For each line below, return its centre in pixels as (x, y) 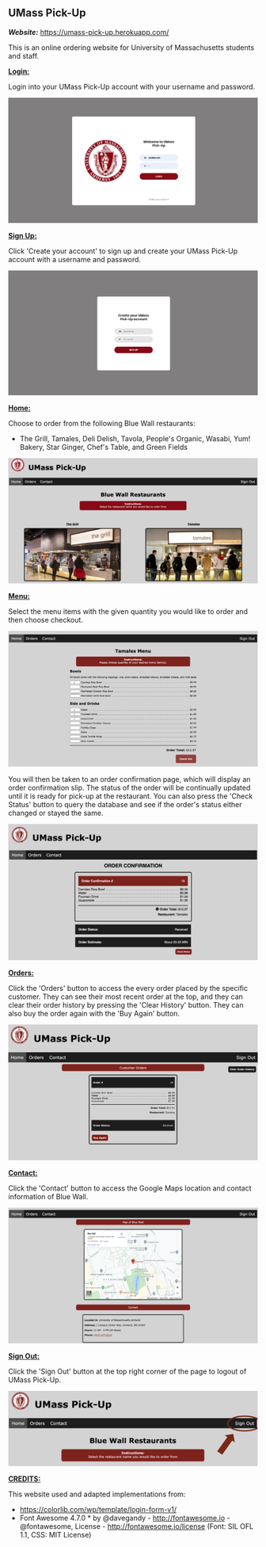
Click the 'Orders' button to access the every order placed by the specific (128, 988)
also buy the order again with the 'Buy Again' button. (94, 1013)
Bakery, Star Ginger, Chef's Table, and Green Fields (104, 448)
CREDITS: (25, 1479)
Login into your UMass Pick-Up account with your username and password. (132, 86)
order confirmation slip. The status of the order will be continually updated (129, 788)
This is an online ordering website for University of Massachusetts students (131, 48)
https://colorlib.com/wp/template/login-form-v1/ (98, 1510)
